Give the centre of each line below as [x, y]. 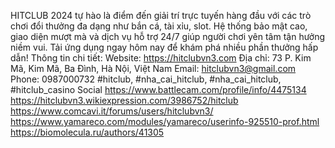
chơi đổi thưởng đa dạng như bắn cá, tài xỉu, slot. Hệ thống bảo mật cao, [159, 26]
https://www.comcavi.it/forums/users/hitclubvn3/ [112, 111]
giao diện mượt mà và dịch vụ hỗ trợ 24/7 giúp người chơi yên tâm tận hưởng [168, 36]
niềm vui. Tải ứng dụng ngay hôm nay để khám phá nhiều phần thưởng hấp [164, 47]
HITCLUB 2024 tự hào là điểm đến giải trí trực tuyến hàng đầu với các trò [161, 15]
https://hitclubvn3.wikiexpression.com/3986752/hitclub [124, 100]
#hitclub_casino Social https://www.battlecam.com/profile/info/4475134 [158, 89]
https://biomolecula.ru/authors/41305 [87, 132]
